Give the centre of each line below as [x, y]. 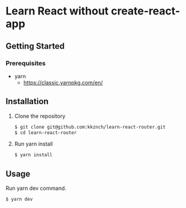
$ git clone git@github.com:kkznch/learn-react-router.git [90, 127]
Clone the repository [40, 116]
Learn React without [57, 11]
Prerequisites [26, 63]
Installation [27, 101]
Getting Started [35, 46]
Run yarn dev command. [36, 188]
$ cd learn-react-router [45, 133]
